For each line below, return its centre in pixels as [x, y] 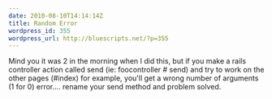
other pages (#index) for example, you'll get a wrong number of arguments [134, 78]
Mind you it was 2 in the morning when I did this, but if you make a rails [127, 61]
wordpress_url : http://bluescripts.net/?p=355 [89, 38]
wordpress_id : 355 [39, 31]
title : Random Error [43, 23]
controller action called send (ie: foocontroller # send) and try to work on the [136, 70]
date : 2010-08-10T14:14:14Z [56, 16]
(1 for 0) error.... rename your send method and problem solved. [115, 87]
